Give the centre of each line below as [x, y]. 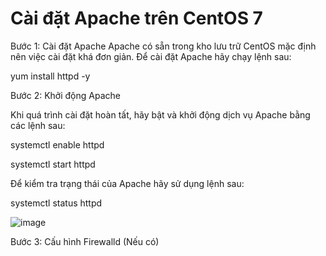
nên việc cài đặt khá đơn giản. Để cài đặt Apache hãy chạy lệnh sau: [151, 56]
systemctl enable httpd [57, 144]
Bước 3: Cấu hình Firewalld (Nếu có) [85, 241]
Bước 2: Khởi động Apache [65, 95]
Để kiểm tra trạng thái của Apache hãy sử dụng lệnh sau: [127, 183]
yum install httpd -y [50, 76]
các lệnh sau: [38, 125]
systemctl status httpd [56, 203]
